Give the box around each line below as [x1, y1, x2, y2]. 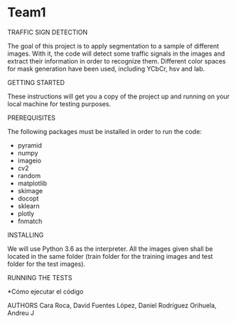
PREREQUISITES [7, 113, 55, 122]
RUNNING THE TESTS [7, 273, 73, 282]
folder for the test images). [7, 260, 86, 268]
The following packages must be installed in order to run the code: [7, 127, 203, 135]
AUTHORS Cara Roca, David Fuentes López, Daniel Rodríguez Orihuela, [7, 301, 217, 309]
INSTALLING [7, 230, 44, 239]
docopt [17, 194, 39, 202]
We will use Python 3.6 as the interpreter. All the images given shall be [7, 244, 213, 253]
